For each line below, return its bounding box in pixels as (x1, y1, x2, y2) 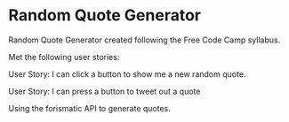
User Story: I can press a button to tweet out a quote (8, 86, 201, 96)
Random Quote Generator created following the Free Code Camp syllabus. (8, 34, 281, 45)
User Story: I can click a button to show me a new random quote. (8, 68, 246, 80)
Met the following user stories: (8, 51, 120, 62)
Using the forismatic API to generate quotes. (8, 103, 171, 113)
